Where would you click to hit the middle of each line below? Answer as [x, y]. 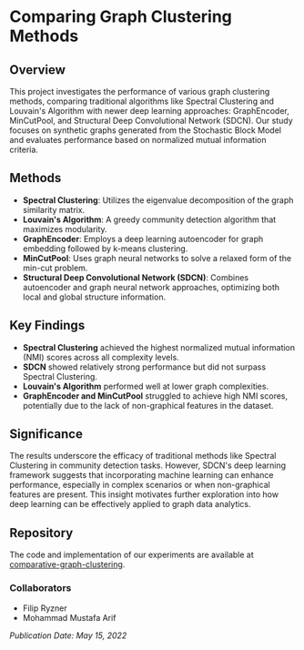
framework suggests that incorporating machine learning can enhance [142, 475]
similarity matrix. [54, 209]
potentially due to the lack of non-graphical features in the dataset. [148, 405]
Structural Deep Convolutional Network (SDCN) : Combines [135, 277]
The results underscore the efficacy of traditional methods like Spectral [143, 456]
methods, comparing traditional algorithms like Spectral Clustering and [142, 101]
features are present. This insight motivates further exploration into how [144, 494]
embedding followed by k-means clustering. [105, 249]
